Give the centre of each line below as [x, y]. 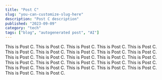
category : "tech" [23, 28]
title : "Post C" [22, 10]
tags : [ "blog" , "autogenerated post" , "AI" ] [52, 33]
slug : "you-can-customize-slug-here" [44, 14]
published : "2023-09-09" [31, 23]
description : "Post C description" [42, 19]
